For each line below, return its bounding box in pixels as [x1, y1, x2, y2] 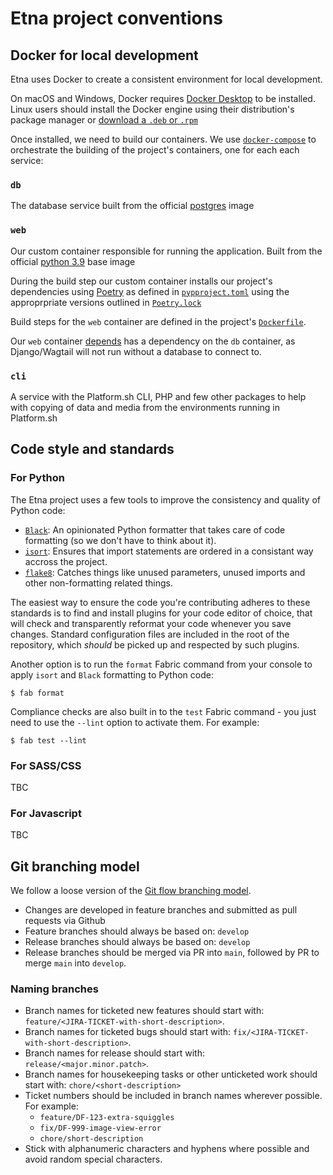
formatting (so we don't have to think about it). [24, 534, 217, 546]
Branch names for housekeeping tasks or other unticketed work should [24, 1068, 318, 1081]
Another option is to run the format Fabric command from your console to [10, 658, 313, 670]
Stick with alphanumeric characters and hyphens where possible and [24, 1143, 310, 1155]
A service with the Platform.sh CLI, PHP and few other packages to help [10, 390, 307, 402]
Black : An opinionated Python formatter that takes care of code [24, 523, 286, 536]
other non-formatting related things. [24, 577, 174, 589]
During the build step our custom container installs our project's [10, 275, 273, 287]
